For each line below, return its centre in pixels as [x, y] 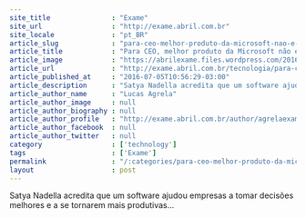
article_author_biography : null [73, 111]
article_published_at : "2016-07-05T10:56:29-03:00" [120, 77]
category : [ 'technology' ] [93, 144]
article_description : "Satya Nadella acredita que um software [144, 85]
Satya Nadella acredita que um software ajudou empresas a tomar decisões [152, 195]
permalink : [63, 161]
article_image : [63, 60]
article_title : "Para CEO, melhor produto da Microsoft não [150, 52]
